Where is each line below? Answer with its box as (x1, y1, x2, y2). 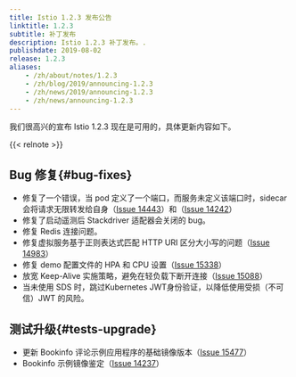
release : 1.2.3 (9, 54, 66, 63)
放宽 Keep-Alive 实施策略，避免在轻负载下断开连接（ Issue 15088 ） (21, 271, 267, 282)
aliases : (9, 63, 42, 72)
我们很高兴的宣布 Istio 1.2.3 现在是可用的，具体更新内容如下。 (9, 121, 236, 132)
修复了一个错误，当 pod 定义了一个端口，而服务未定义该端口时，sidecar (21, 193, 287, 203)
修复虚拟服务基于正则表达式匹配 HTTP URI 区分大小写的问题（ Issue (21, 237, 270, 248)
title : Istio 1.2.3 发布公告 (9, 12, 112, 22)
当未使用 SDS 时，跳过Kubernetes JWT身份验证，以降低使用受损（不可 (21, 282, 284, 292)
